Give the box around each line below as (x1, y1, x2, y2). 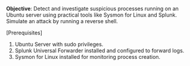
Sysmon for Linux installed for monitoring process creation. (14, 54, 161, 60)
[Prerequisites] (6, 29, 43, 36)
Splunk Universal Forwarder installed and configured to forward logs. (14, 47, 185, 54)
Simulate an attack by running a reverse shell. (6, 18, 118, 24)
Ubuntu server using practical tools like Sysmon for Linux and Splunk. (6, 11, 177, 18)
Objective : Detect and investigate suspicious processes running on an (6, 5, 179, 12)
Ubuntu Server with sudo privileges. (14, 41, 104, 48)
